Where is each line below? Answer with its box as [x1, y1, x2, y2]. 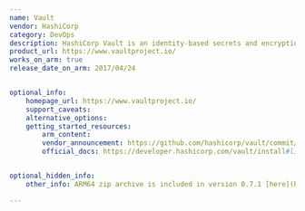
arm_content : [42, 130, 92, 139]
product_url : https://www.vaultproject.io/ [9, 47, 177, 56]
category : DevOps [9, 30, 75, 39]
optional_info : [9, 88, 67, 97]
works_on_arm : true [9, 55, 84, 64]
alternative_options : [25, 113, 107, 122]
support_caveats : [25, 105, 92, 114]
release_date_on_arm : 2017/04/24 [9, 64, 136, 73]
